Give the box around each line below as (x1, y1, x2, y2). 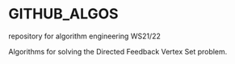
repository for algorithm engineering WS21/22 (8, 31, 162, 41)
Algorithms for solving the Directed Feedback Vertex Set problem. (8, 46, 228, 56)
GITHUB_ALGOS (8, 5, 119, 23)
